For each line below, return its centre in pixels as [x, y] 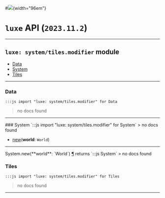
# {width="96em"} [26, 8]
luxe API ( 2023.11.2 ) [46, 28]
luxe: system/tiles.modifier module [62, 52]
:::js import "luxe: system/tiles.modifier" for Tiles [62, 176]
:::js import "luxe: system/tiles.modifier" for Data [61, 102]
